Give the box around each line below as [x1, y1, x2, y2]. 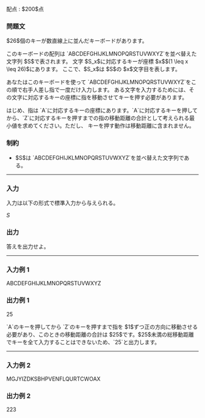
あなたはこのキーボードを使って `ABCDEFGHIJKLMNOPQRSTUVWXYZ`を [6, 78, 192, 86]
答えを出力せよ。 [6, 243, 49, 250]
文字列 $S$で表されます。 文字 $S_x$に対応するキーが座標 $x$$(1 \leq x [6, 58, 189, 65]
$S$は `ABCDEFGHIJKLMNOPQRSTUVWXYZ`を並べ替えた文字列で [15, 154, 184, 161]
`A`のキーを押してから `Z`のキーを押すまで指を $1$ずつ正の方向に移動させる [6, 323, 198, 330]
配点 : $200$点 [6, 6, 45, 12]
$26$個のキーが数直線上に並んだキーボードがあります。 [6, 37, 148, 45]
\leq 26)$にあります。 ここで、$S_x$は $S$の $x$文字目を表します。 [6, 65, 181, 73]
